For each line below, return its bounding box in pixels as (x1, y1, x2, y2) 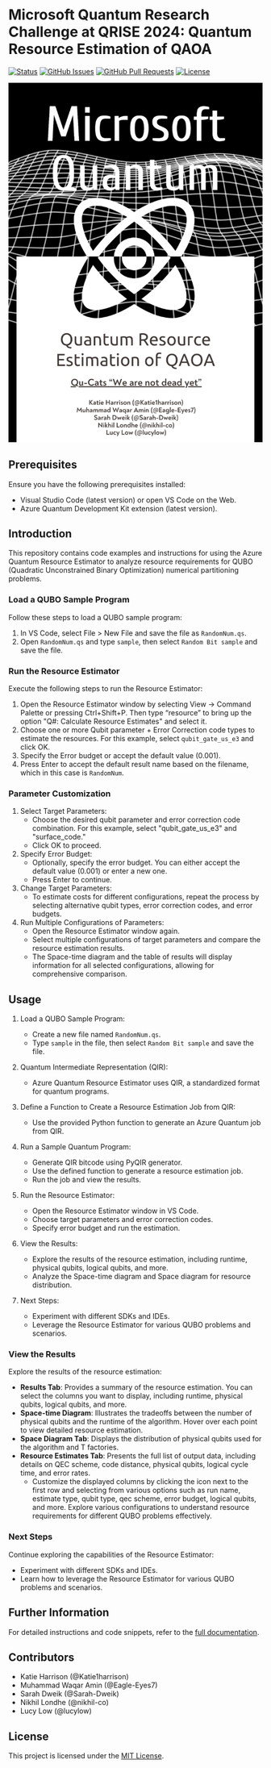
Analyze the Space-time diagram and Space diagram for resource (31, 1272, 252, 1282)
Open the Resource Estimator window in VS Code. (31, 1206, 199, 1215)
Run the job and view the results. (31, 1175, 141, 1185)
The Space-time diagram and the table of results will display (31, 952, 232, 961)
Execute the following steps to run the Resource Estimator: (8, 683, 203, 693)
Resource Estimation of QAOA (8, 40, 212, 58)
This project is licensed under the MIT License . (8, 1751, 165, 1761)
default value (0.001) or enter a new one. (31, 866, 168, 876)
